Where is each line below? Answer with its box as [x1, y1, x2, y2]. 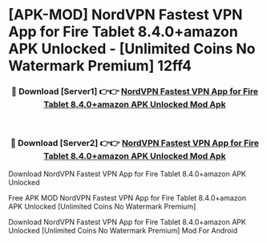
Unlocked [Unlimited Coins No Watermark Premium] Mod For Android [8, 225, 238, 235]
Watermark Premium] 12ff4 [8, 57, 192, 75]
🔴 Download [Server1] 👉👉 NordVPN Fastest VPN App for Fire [10, 86, 259, 97]
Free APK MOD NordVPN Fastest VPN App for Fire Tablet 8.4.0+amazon [8, 192, 247, 202]
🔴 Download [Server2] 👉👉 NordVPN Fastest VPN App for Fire [10, 138, 259, 149]
